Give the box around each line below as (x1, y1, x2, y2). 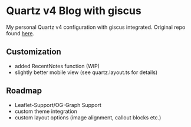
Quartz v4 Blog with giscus (6, 4, 141, 18)
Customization (6, 47, 62, 57)
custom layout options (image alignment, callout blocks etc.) (14, 113, 162, 121)
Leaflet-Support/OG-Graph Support (14, 101, 102, 108)
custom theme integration (14, 108, 78, 115)
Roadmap (6, 86, 42, 96)
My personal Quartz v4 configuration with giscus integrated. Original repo (6, 24, 186, 31)
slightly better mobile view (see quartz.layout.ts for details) (14, 69, 158, 76)
